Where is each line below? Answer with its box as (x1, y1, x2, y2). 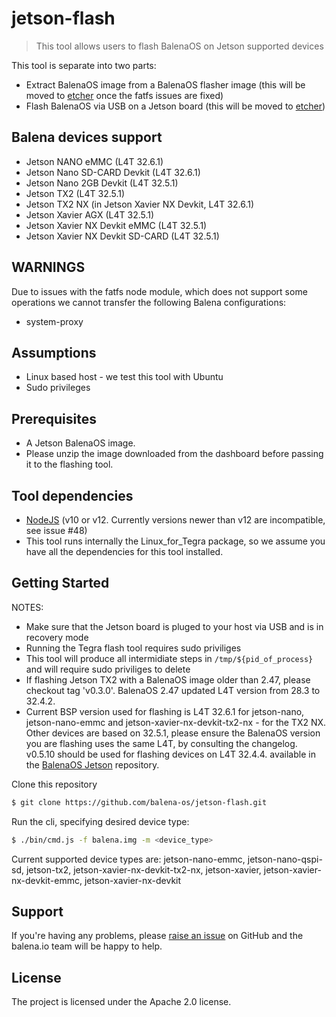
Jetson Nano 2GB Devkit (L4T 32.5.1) (25, 177, 179, 189)
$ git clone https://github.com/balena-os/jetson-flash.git (11, 797, 268, 807)
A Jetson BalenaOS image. (25, 437, 136, 449)
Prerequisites (11, 410, 97, 427)
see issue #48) (25, 525, 88, 536)
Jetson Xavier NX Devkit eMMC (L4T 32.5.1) (25, 219, 208, 231)
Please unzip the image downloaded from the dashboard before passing (25, 448, 324, 460)
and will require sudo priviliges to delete (25, 663, 191, 675)
